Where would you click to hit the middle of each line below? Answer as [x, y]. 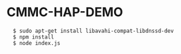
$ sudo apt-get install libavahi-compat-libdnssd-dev [93, 31]
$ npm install [33, 37]
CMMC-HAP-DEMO [65, 12]
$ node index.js [37, 43]
